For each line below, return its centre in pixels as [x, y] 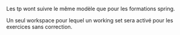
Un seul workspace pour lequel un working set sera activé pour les [90, 20]
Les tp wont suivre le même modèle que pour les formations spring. [91, 9]
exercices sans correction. [39, 27]
